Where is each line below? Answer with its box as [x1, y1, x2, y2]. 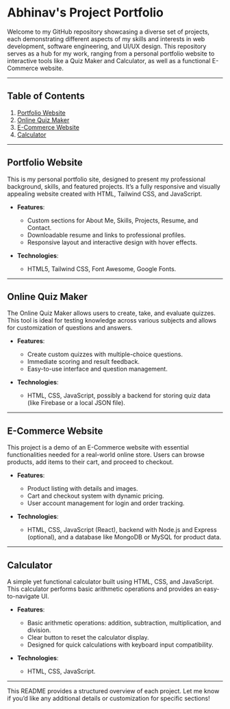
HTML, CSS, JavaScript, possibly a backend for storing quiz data [27, 391, 211, 399]
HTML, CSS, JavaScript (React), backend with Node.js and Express [27, 526, 217, 534]
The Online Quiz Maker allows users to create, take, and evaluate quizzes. [7, 309, 216, 317]
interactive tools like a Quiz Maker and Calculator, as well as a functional [7, 56, 211, 65]
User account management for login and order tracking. [27, 499, 185, 507]
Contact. [27, 223, 52, 231]
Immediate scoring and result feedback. [27, 358, 140, 366]
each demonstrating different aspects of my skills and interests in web [7, 34, 205, 43]
